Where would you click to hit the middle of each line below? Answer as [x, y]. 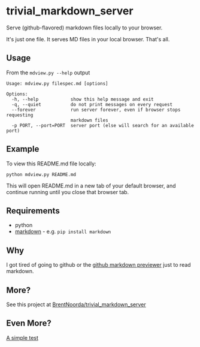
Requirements [33, 211]
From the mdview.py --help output [48, 73]
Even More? [29, 323]
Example [23, 149]
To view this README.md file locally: [51, 164]
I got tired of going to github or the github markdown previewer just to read [99, 265]
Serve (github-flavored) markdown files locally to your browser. [84, 28]
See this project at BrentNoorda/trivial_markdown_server [76, 304]
